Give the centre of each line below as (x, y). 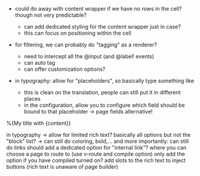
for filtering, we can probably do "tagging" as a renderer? (86, 45)
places (32, 99)
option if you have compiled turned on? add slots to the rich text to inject (96, 160)
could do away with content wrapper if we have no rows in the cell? (98, 9)
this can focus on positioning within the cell (77, 33)
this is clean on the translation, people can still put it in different (102, 92)
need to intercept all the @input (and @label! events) (89, 56)
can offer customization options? (65, 69)
